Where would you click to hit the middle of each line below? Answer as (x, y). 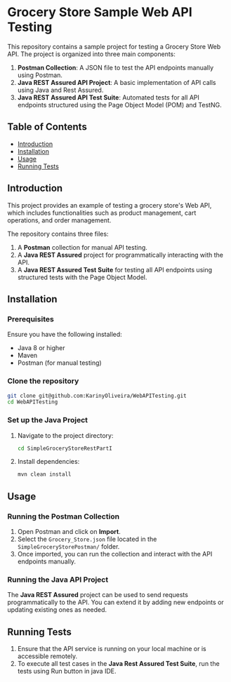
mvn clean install (44, 474)
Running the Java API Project (58, 580)
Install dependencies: (48, 462)
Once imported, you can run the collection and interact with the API (115, 554)
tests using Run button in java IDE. (67, 671)
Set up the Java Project (48, 420)
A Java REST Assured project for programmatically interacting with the (120, 255)
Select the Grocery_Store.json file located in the (87, 539)
